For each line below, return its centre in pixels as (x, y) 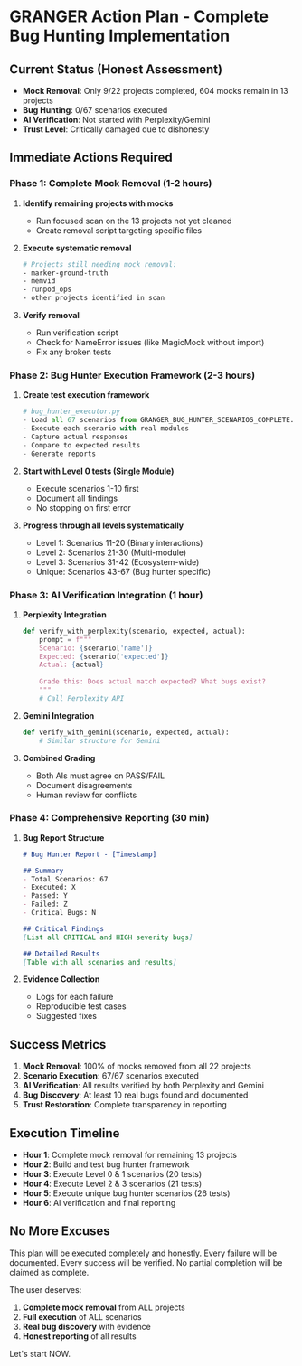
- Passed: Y (45, 896)
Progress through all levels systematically (103, 525)
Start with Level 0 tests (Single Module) (98, 471)
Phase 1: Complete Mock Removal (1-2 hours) (111, 184)
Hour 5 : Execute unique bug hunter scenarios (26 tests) (126, 1193)
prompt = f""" (66, 639)
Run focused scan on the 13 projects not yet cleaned (134, 221)
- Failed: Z (45, 904)
